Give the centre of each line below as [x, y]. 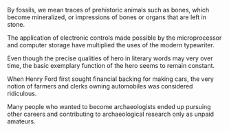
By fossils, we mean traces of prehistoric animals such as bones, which [108, 10]
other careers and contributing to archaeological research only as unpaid [111, 114]
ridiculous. [22, 93]
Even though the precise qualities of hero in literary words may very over [110, 58]
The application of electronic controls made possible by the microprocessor [115, 38]
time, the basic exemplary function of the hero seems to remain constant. [111, 65]
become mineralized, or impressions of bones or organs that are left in [107, 17]
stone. [16, 24]
